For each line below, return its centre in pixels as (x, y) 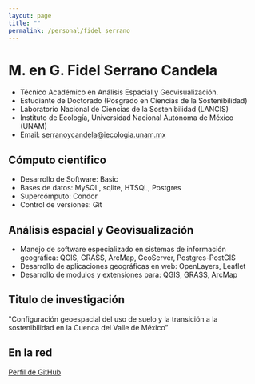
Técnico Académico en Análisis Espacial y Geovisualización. (119, 92)
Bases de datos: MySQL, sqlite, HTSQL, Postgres (100, 188)
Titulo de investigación (67, 300)
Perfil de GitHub (35, 372)
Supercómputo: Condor (59, 196)
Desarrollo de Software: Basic (69, 179)
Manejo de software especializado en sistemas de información (123, 249)
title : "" (25, 23)
